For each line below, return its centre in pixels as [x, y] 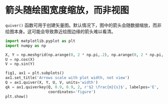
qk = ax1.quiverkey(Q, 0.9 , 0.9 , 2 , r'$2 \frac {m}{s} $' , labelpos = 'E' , [82, 87]
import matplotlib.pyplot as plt [40, 41]
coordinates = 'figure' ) [72, 92]
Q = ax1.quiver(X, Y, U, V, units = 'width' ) [52, 83]
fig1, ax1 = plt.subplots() [35, 73]
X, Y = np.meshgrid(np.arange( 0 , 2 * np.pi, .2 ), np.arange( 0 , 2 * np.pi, [85, 55]
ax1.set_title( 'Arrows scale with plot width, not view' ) [67, 78]
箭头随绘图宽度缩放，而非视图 [67, 10]
